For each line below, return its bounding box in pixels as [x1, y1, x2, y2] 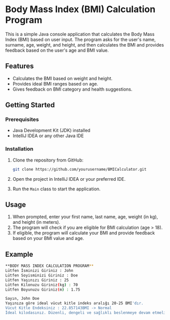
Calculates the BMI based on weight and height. [12, 75, 113, 82]
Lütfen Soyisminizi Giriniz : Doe [5, 272, 78, 278]
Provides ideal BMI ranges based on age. [12, 81, 99, 87]
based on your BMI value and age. [12, 235, 84, 242]
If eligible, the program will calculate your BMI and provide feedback [12, 230, 155, 236]
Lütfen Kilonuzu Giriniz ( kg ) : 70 [5, 282, 78, 287]
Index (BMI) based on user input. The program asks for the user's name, [5, 36, 156, 43]
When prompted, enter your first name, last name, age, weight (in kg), [12, 214, 158, 220]
